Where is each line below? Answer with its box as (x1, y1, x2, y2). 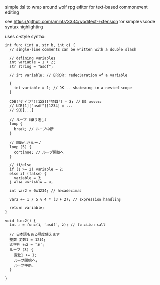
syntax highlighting (5, 24, 43, 30)
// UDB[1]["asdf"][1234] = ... (9, 103, 73, 108)
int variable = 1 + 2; (9, 60, 56, 65)
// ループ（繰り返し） (9, 117, 49, 122)
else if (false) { (9, 171, 47, 176)
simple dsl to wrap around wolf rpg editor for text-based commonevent (5, 4, 148, 10)
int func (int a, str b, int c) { (5, 43, 76, 48)
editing (5, 9, 19, 15)
